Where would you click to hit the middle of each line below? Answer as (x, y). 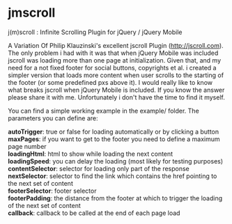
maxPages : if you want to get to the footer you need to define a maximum (114, 139)
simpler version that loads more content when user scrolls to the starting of (116, 75)
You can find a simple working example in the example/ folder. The (103, 111)
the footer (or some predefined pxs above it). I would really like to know (110, 82)
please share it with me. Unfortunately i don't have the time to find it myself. (116, 97)
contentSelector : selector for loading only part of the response (99, 168)
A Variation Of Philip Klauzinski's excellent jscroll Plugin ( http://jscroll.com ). (116, 45)
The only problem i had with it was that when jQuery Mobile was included (113, 53)
